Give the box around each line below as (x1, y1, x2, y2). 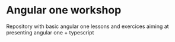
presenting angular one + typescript (6, 29, 94, 36)
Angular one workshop (6, 3, 122, 17)
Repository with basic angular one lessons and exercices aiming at (6, 23, 169, 30)
